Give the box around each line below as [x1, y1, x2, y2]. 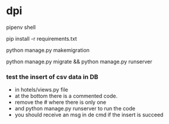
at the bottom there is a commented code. [14, 93, 118, 100]
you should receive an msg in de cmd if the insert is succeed [14, 111, 164, 119]
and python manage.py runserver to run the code [14, 105, 135, 112]
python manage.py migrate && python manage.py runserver [6, 58, 152, 65]
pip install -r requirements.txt [6, 35, 77, 42]
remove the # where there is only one [14, 99, 107, 106]
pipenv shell [6, 24, 36, 31]
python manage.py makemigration [6, 46, 90, 54]
